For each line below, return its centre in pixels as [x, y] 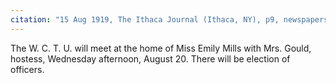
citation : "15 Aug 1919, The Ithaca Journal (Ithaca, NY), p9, [145, 19]
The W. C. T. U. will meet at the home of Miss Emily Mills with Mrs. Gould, [161, 48]
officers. [27, 69]
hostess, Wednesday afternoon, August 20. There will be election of [150, 58]
